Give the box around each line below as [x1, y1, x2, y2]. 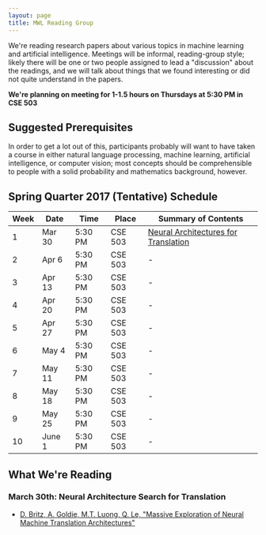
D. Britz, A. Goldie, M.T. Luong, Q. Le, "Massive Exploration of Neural [19, 509, 244, 518]
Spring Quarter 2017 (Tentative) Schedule [8, 190, 218, 203]
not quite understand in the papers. [8, 74, 123, 84]
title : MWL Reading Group [8, 19, 93, 27]
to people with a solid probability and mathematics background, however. [8, 167, 248, 176]
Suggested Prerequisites [8, 120, 133, 134]
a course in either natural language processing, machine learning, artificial [8, 150, 251, 160]
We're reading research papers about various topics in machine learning [8, 40, 244, 50]
